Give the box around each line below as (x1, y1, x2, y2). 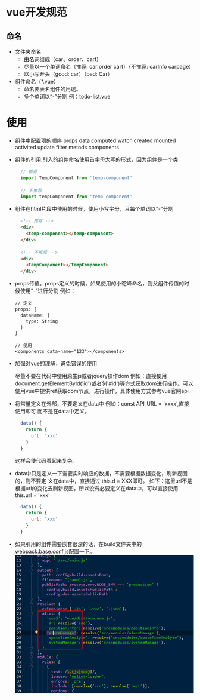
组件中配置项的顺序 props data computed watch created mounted (14, 137, 176, 144)
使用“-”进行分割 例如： (20, 287, 76, 294)
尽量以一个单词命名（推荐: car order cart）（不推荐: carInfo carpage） (23, 63, 195, 70)
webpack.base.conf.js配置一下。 (14, 548, 95, 555)
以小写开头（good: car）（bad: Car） (23, 70, 113, 78)
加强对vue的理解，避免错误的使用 (14, 360, 98, 367)
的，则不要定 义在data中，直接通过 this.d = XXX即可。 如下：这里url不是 (14, 477, 192, 484)
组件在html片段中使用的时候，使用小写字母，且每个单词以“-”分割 (14, 205, 174, 213)
